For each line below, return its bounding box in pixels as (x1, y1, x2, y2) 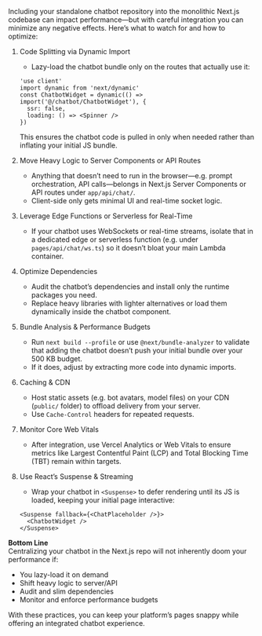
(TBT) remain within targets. (31, 457, 122, 466)
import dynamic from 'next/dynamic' (19, 84, 140, 92)
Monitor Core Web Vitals (19, 425, 100, 434)
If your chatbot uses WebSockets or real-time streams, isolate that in (31, 227, 253, 236)
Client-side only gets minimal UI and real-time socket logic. (31, 196, 223, 205)
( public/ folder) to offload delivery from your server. (31, 401, 201, 411)
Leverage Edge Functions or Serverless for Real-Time (19, 211, 193, 221)
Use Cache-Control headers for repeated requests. (31, 410, 195, 419)
